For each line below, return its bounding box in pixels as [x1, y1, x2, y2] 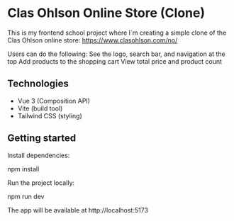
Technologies [7, 78, 69, 90]
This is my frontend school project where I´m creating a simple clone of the [7, 28, 227, 37]
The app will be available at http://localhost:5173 [7, 205, 149, 214]
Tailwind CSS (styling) [17, 111, 83, 120]
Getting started [7, 132, 77, 144]
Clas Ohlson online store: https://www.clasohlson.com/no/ [7, 35, 178, 44]
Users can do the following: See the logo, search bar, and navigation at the [7, 50, 225, 58]
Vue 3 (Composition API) [17, 96, 91, 105]
